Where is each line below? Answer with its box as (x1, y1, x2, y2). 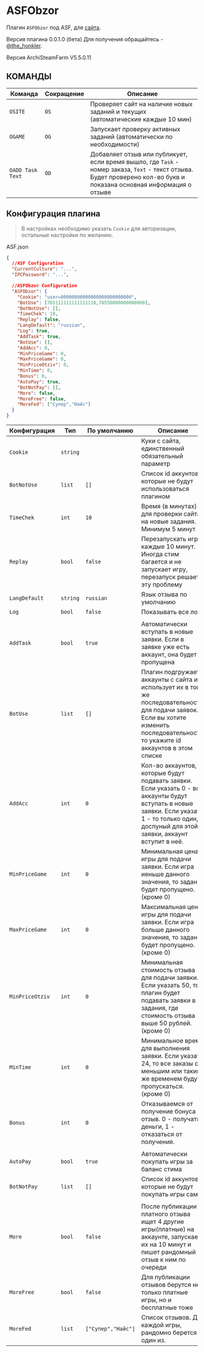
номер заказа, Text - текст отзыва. (90, 165, 193, 173)
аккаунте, (141, 1233, 170, 1241)
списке (141, 752, 163, 760)
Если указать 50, (141, 981, 191, 990)
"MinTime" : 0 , (17, 367, 53, 374)
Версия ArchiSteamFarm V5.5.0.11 (6, 54, 92, 61)
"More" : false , (17, 390, 56, 396)
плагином (141, 492, 171, 501)
